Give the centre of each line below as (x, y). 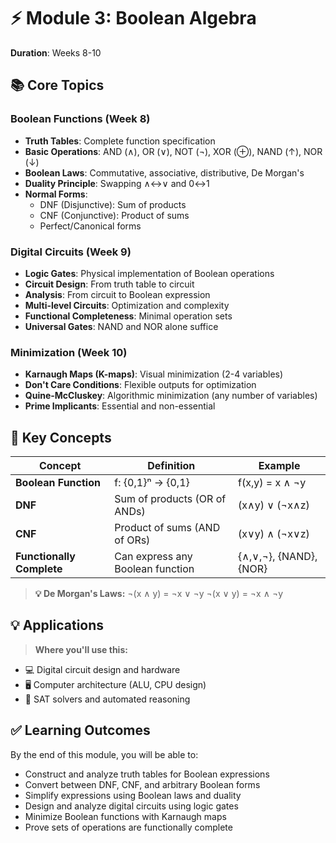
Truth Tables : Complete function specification (120, 141)
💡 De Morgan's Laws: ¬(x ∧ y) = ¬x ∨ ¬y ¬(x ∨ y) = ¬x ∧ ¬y (159, 594)
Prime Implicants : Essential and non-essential (120, 406)
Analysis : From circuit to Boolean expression (117, 294)
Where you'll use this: (81, 649)
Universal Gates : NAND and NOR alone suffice (121, 326)
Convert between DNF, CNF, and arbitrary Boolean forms (142, 784)
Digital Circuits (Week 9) (71, 252)
